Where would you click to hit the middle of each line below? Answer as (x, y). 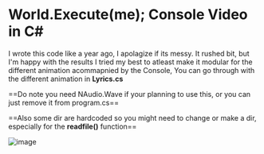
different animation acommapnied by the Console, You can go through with (132, 70)
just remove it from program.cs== (64, 102)
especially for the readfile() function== (73, 126)
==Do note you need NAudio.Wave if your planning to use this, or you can (130, 94)
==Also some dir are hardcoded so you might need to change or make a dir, (132, 117)
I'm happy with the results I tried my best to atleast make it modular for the (130, 62)
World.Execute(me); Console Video (128, 15)
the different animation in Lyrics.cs (66, 79)
